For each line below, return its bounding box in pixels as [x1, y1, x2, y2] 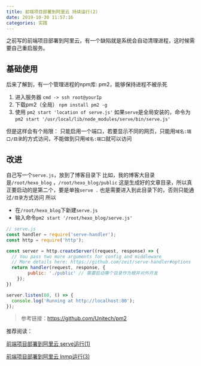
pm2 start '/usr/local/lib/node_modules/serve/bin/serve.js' [14, 116, 171, 123]
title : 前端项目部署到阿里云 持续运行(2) [6, 8, 99, 15]
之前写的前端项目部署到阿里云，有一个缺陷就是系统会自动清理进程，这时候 [6, 37, 190, 44]
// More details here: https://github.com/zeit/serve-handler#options [11, 259, 191, 265]
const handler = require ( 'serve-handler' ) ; [6, 231, 117, 237]
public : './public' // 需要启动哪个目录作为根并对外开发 [28, 270, 159, 276]
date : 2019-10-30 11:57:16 [6, 14, 74, 20]
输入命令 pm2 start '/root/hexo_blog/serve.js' [14, 214, 133, 221]
